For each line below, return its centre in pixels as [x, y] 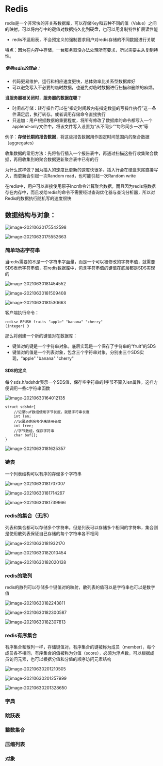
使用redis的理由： [23, 68]
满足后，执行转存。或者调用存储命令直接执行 [61, 114]
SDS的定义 [16, 370]
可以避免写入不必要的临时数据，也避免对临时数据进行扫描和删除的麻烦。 [84, 87]
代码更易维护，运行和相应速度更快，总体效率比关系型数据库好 [74, 81]
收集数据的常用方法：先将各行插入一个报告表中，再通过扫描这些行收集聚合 [79, 153]
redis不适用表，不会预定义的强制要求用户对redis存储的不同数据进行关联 [83, 39]
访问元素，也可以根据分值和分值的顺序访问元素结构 [60, 659]
